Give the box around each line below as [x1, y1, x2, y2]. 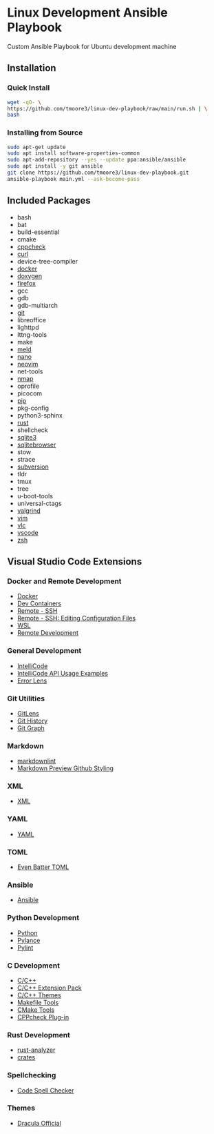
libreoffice [17, 315, 47, 324]
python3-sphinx [17, 411, 63, 419]
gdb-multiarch [17, 301, 58, 309]
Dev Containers [17, 599, 62, 608]
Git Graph [17, 723, 45, 732]
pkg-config [17, 404, 50, 412]
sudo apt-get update [7, 144, 67, 150]
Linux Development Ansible [7, 5, 168, 21]
